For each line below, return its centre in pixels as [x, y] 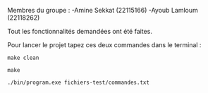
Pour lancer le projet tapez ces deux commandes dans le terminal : [104, 45]
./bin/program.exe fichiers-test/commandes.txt [79, 82]
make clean [23, 58]
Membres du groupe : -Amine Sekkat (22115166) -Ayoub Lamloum [103, 10]
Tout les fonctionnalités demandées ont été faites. [80, 31]
